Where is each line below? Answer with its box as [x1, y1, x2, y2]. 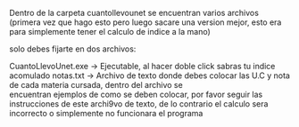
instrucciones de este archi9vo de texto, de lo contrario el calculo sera [9, 99, 269, 109]
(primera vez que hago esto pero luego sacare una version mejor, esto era [9, 17, 282, 28]
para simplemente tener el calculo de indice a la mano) [9, 27, 212, 36]
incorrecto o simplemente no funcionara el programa [9, 108, 203, 118]
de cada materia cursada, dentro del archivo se [9, 80, 183, 90]
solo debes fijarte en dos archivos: [9, 44, 137, 54]
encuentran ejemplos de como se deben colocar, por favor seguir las [9, 89, 263, 99]
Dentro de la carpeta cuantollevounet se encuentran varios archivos [9, 8, 259, 18]
